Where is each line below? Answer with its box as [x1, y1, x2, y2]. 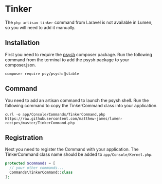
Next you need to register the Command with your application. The [5, 147, 139, 152]
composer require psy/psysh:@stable [5, 71, 79, 76]
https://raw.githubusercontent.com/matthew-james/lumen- [5, 116, 123, 121]
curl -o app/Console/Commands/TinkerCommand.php [5, 112, 106, 117]
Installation [5, 39, 40, 47]
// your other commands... [9, 166, 64, 170]
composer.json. [5, 62, 36, 67]
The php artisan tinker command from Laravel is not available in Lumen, [5, 19, 153, 25]
